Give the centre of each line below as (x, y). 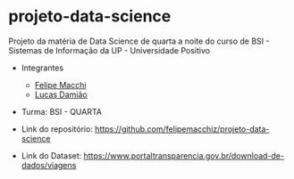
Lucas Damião (61, 94)
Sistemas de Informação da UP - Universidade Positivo (109, 50)
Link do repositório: (57, 129)
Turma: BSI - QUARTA (61, 111)
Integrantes (42, 68)
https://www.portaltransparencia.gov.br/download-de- (184, 155)
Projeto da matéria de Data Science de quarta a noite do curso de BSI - (139, 41)
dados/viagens (49, 165)
